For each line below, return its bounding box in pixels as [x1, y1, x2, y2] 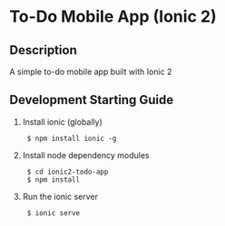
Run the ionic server [22, 191, 98, 202]
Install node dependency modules [22, 149, 150, 160]
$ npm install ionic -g [26, 134, 117, 143]
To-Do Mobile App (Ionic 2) [9, 6, 217, 27]
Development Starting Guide [9, 92, 174, 108]
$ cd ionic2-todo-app [26, 167, 109, 176]
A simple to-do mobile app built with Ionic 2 [9, 66, 172, 77]
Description [9, 42, 77, 58]
